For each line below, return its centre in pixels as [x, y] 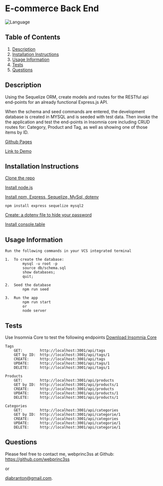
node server [35, 311]
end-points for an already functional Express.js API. [57, 102]
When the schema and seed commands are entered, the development [75, 111]
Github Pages [19, 141]
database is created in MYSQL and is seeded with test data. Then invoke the [81, 117]
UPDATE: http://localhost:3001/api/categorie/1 [67, 423]
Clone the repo [20, 178]
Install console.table [25, 224]
